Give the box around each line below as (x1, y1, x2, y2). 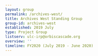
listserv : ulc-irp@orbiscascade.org (5, 35, 80, 39)
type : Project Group (5, 30, 48, 35)
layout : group (5, 7, 34, 12)
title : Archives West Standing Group (5, 16, 83, 21)
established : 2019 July (5, 25, 54, 30)
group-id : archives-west (5, 20, 56, 26)
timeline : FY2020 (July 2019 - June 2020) (5, 43, 94, 48)
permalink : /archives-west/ (5, 12, 63, 17)
